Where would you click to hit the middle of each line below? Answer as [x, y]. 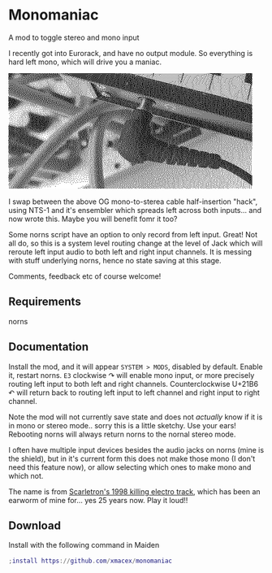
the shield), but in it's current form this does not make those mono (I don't [132, 458]
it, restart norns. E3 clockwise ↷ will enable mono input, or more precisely [132, 375]
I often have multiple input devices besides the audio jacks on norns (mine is [136, 449]
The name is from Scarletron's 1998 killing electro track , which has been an [135, 491]
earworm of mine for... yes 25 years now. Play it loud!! [98, 500]
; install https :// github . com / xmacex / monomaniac [91, 561]
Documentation [49, 347]
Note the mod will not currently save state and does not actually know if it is [136, 417]
